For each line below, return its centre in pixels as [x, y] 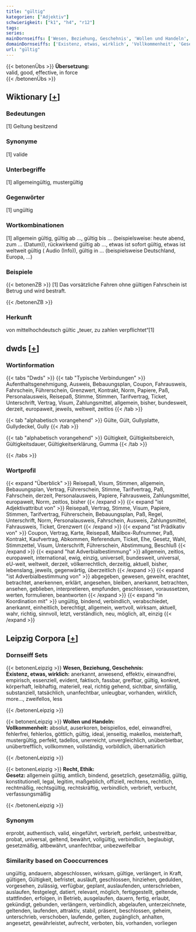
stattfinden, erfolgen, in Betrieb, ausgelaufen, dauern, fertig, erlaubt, [88, 898]
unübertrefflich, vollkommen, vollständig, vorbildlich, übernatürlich [86, 746]
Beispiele [20, 271]
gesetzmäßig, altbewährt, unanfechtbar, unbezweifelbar [73, 845]
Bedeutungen [26, 114]
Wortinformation [30, 365]
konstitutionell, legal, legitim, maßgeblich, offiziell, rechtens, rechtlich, [90, 781]
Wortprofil [21, 470]
